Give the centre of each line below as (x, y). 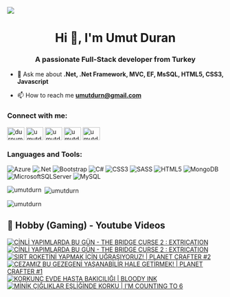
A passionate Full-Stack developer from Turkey (115, 60)
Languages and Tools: (45, 154)
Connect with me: (37, 115)
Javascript (33, 82)
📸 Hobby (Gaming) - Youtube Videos (87, 226)
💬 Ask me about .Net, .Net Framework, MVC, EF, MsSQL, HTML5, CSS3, (120, 74)
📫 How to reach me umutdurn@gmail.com (79, 96)
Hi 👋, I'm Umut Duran (115, 38)
